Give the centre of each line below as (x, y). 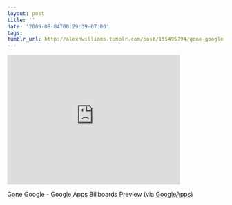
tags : (15, 33)
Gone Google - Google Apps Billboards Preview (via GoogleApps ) (100, 195)
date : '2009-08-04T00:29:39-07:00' (58, 26)
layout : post (26, 13)
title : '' (21, 20)
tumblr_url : (24, 39)
